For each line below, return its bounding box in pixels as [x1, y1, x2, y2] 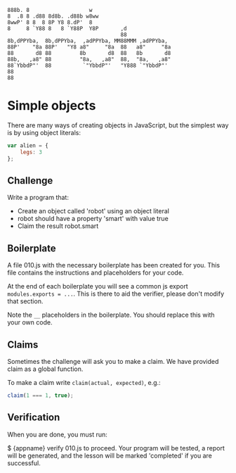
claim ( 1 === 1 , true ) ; [7, 392, 74, 399]
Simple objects [7, 98, 96, 114]
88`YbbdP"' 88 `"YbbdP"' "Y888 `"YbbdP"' [7, 62, 169, 69]
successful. [7, 458, 41, 467]
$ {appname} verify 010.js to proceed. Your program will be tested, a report [7, 443, 225, 452]
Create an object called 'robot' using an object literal [17, 207, 170, 215]
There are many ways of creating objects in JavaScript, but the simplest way [7, 120, 229, 130]
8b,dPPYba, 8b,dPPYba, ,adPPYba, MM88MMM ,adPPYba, [7, 37, 169, 44]
